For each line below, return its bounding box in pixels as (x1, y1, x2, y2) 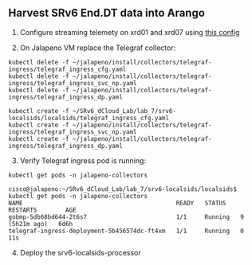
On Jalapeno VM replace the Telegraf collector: (19, 43, 176, 53)
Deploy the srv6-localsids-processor (19, 247, 141, 257)
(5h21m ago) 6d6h (8, 220, 73, 228)
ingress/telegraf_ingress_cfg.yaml (8, 65, 127, 73)
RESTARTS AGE (8, 206, 77, 214)
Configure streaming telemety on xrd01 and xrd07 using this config (19, 27, 241, 37)
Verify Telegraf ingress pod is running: (19, 155, 146, 166)
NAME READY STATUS (8, 199, 226, 207)
